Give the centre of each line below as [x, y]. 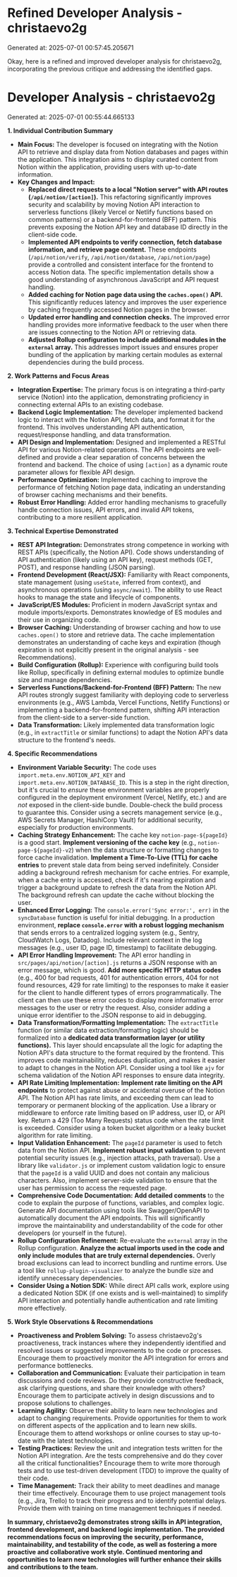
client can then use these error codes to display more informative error [120, 1000]
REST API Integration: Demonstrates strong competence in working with [123, 544]
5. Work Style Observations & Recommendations [80, 1321]
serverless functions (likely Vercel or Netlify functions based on [120, 212]
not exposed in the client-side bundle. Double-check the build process [120, 804]
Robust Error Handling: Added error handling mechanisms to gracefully [122, 502]
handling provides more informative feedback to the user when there [128, 324]
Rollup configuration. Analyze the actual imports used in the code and [121, 1248]
